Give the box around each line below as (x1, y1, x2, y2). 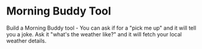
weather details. (6, 37, 47, 44)
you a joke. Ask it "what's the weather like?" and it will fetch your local (6, 30, 182, 38)
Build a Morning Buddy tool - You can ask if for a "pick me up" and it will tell (6, 24, 197, 31)
